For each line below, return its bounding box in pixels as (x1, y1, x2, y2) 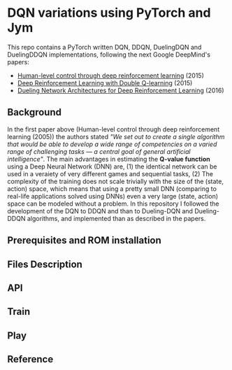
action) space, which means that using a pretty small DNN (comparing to (7, 184, 217, 193)
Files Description (7, 258, 82, 270)
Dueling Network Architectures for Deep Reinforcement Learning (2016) (17, 86, 224, 94)
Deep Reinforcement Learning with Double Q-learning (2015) (17, 78, 193, 87)
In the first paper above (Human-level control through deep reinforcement (7, 124, 220, 134)
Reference (7, 353, 54, 365)
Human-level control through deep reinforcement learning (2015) (17, 71, 204, 80)
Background (7, 106, 61, 118)
